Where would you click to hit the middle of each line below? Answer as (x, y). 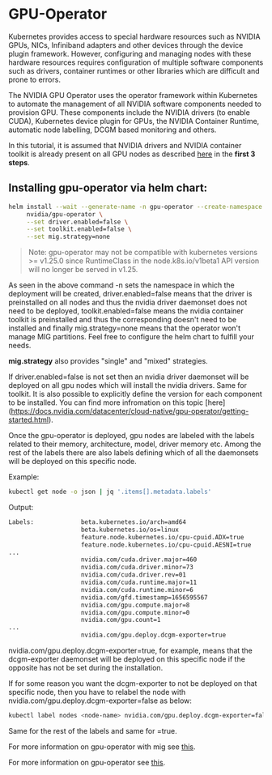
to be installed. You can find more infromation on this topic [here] (117, 402)
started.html (29, 420)
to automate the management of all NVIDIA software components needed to (135, 104)
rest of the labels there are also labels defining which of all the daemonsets (134, 453)
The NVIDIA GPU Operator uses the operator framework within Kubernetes (133, 95)
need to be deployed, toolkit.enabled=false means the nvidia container (126, 311)
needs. (20, 346)
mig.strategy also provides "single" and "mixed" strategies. (108, 361)
